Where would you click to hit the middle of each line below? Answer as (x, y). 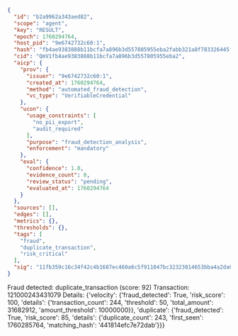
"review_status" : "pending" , (69, 181)
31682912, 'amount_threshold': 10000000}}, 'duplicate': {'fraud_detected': (116, 310)
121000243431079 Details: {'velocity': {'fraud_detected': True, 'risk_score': (116, 295)
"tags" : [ (28, 234)
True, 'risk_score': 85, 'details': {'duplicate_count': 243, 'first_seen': (106, 317)
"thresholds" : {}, (41, 228)
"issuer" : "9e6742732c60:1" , (69, 76)
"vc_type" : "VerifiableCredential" (79, 96)
